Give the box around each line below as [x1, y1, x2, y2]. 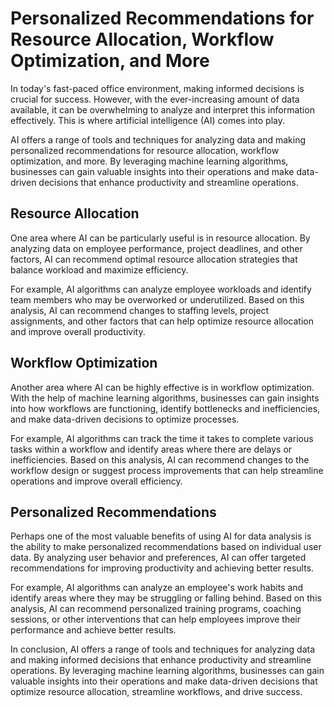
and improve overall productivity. [10, 325, 146, 337]
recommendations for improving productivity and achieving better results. [10, 562, 315, 574]
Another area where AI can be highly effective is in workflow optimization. [10, 381, 315, 393]
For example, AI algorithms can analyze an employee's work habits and [10, 582, 304, 594]
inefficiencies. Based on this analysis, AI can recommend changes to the [10, 453, 310, 466]
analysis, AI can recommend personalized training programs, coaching [10, 603, 302, 615]
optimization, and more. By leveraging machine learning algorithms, [10, 155, 289, 167]
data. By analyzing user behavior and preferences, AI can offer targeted [10, 552, 307, 564]
